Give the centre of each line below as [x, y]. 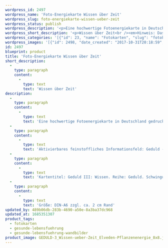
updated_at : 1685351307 [30, 214]
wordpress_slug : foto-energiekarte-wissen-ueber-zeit [62, 19]
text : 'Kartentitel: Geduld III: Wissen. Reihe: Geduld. [83, 177]
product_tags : [20, 219]
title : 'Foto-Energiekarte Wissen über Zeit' [53, 56]
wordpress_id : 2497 [25, 10]
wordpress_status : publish [33, 24]
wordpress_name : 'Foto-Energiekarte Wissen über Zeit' [63, 14]
